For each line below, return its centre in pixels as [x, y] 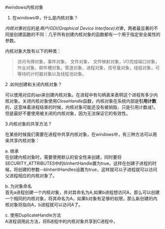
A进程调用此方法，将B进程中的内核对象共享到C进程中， [62, 221]
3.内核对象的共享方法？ [29, 124]
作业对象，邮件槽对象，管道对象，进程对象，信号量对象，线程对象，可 [88, 68]
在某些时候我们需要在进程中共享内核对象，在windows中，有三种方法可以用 [81, 134]
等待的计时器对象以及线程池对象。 [52, 74]
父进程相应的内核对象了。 [31, 176]
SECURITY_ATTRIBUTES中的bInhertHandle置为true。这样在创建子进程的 [79, 163]
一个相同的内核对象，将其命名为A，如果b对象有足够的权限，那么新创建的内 [81, 198]
